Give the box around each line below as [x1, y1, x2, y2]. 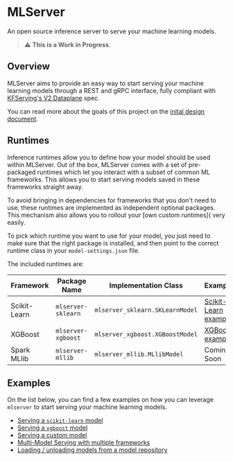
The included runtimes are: [7, 259, 85, 268]
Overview [7, 60, 51, 73]
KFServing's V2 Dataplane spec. [7, 94, 100, 102]
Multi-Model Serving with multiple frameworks [17, 438, 150, 447]
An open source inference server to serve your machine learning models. [7, 27, 216, 35]
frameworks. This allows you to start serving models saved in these [7, 175, 200, 184]
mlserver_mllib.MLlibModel [94, 350, 184, 358]
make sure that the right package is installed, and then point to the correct [7, 238, 219, 247]
